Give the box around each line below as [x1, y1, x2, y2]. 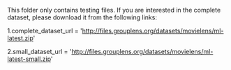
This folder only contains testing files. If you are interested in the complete [7, 6, 221, 14]
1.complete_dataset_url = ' [7, 27, 82, 35]
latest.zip [7, 34, 33, 42]
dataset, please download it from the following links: [7, 13, 157, 21]
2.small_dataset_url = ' [7, 48, 72, 55]
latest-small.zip [7, 55, 51, 63]
